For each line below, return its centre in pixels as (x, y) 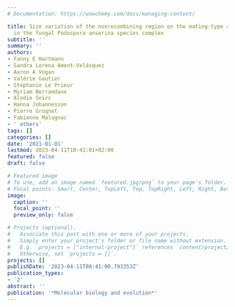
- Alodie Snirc (29, 98)
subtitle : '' (26, 39)
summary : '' (24, 46)
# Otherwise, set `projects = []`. (62, 254)
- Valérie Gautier (34, 79)
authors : (20, 53)
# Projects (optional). (42, 228)
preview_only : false (43, 215)
